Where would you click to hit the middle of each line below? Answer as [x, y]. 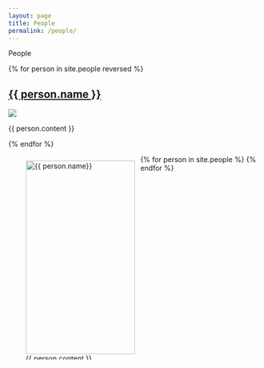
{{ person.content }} [41, 128]
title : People [32, 23]
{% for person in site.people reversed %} [76, 69]
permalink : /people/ [43, 30]
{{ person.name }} [55, 94]
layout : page [30, 16]
